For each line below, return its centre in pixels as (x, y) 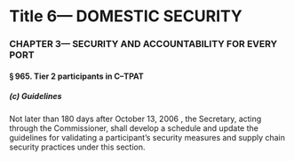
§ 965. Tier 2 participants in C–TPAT (76, 76)
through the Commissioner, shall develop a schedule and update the (134, 128)
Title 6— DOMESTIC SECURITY (126, 16)
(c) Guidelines (36, 96)
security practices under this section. (77, 147)
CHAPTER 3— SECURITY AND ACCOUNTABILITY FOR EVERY (143, 44)
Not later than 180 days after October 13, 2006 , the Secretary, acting (135, 119)
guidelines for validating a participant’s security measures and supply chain (147, 137)
